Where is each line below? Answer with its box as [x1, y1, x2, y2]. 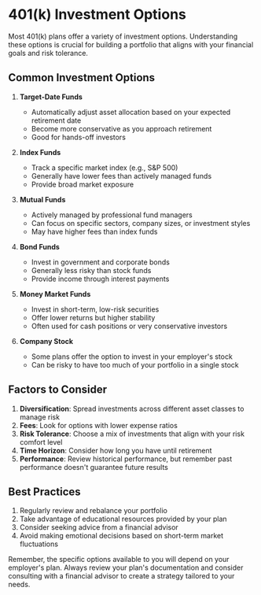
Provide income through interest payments [31, 274, 170, 283]
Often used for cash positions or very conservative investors [31, 321, 228, 331]
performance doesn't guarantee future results [19, 462, 169, 471]
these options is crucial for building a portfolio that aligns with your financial [8, 39, 254, 49]
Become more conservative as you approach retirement [31, 124, 212, 133]
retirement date [31, 116, 82, 125]
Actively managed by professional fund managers [31, 210, 193, 220]
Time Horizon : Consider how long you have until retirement [19, 445, 212, 455]
